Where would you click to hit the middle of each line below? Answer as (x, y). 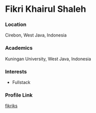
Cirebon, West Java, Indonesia (36, 35)
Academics (19, 48)
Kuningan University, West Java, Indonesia (48, 59)
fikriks (12, 106)
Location (16, 25)
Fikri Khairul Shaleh (46, 9)
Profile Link (19, 95)
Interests (16, 72)
